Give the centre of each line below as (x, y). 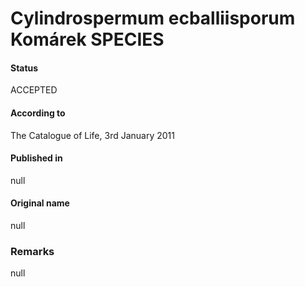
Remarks (32, 251)
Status (24, 68)
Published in (36, 158)
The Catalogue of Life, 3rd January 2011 (92, 135)
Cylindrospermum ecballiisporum (153, 18)
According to (38, 113)
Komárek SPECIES (87, 39)
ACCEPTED (34, 90)
